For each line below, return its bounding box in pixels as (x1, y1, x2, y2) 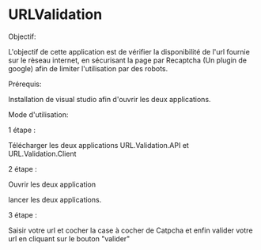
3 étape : (8, 210, 37, 219)
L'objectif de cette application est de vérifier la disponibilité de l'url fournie (8, 47, 251, 56)
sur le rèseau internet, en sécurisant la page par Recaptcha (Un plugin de (8, 55, 248, 65)
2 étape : (8, 164, 37, 173)
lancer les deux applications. (8, 195, 102, 204)
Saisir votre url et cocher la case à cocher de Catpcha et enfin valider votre (8, 225, 253, 235)
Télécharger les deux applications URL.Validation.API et (8, 140, 190, 150)
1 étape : (8, 125, 36, 134)
